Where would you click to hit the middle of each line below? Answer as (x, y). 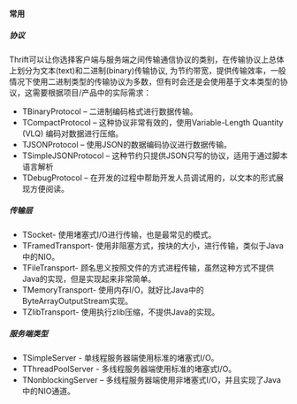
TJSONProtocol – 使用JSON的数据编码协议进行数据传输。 (126, 144)
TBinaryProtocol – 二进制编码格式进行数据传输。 (110, 111)
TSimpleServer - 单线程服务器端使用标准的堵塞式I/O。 (120, 357)
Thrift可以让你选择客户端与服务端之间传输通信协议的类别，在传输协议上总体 (147, 59)
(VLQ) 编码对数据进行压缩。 (72, 133)
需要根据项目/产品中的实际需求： (92, 92)
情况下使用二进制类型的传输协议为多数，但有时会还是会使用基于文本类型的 (145, 81)
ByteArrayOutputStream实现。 (77, 301)
